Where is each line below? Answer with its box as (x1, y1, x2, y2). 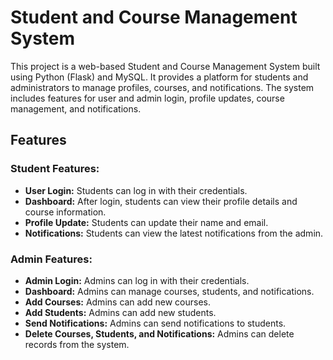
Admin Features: (10, 252, 93, 266)
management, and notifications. (10, 102, 142, 115)
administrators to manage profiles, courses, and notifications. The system (10, 81, 315, 93)
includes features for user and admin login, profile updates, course (10, 92, 285, 104)
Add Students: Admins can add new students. (24, 306, 217, 318)
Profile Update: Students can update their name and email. (24, 216, 269, 228)
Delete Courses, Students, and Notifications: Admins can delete (24, 327, 295, 340)
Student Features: (10, 162, 100, 176)
